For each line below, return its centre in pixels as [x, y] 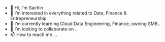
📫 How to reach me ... [34, 34]
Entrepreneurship [28, 18]
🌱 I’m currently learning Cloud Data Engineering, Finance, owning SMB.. [85, 23]
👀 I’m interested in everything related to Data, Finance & [68, 13]
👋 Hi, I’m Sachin [26, 8]
